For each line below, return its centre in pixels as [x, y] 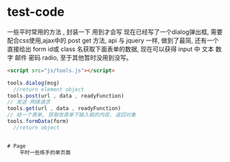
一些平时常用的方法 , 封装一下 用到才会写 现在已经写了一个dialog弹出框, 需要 [115, 32]
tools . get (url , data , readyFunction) [64, 108]
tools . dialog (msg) [33, 83]
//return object [36, 128]
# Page [16, 146]
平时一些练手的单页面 [45, 152]
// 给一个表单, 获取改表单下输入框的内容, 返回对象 [71, 115]
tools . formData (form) [38, 121]
